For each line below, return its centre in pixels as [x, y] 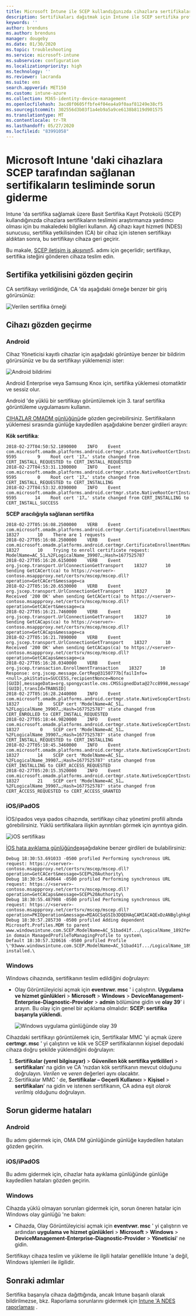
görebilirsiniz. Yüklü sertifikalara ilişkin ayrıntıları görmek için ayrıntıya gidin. [97, 825]
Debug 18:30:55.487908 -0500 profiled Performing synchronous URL [88, 899]
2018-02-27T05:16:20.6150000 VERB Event [64, 561]
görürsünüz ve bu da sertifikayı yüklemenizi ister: [65, 360]
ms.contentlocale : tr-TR [36, 121]
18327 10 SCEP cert [41, 704]
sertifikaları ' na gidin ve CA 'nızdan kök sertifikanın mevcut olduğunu [98, 1067]
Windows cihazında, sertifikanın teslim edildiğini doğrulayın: [78, 978]
